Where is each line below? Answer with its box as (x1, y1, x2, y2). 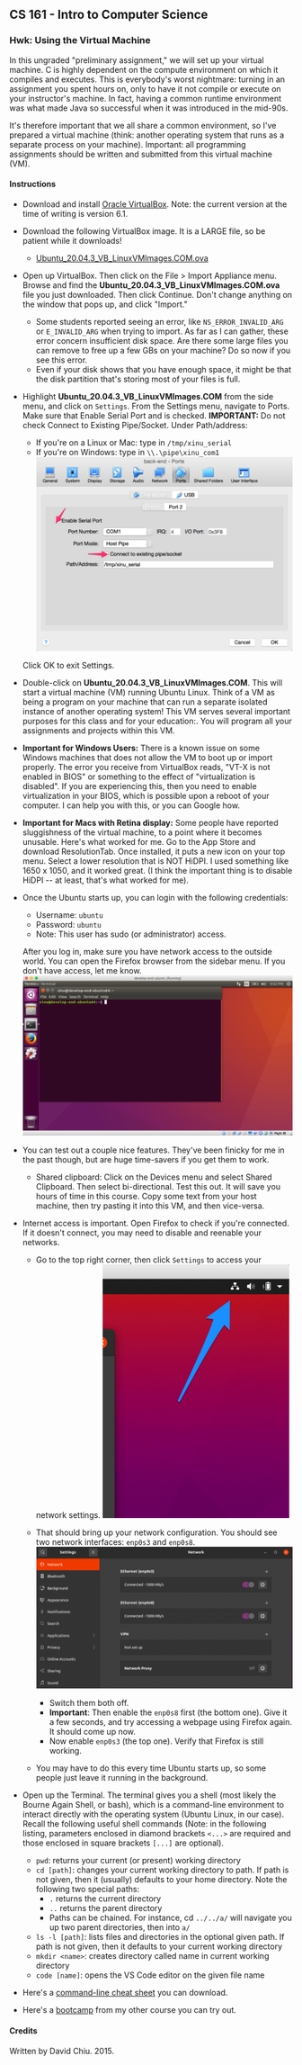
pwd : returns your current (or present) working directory (35, 1855, 241, 1866)
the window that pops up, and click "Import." (22, 299, 188, 310)
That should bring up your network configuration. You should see (35, 1527, 278, 1538)
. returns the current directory (49, 1893, 162, 1904)
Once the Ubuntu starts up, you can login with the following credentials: (22, 892, 289, 902)
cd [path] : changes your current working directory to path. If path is (35, 1864, 289, 1875)
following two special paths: (35, 1884, 140, 1895)
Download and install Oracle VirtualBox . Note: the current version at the (22, 198, 288, 210)
